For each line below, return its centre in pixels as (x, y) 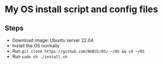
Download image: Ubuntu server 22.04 (53, 40)
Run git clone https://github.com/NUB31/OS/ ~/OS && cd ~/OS (78, 51)
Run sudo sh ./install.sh (40, 56)
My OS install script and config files (81, 9)
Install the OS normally (36, 46)
